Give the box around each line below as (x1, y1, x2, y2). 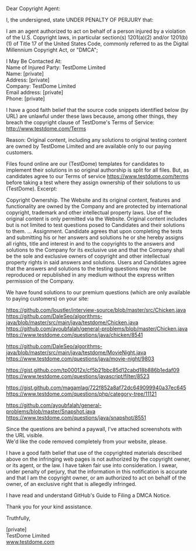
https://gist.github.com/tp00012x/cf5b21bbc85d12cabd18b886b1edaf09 (6, 366, 180, 373)
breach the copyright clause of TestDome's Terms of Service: (6, 119, 155, 125)
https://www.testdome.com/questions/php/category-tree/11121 (6, 390, 157, 397)
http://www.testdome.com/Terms (6, 125, 87, 132)
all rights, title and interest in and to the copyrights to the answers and (6, 240, 174, 247)
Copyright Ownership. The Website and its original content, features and (6, 196, 181, 203)
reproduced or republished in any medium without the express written (6, 271, 174, 278)
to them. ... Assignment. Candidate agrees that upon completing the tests (6, 228, 183, 234)
